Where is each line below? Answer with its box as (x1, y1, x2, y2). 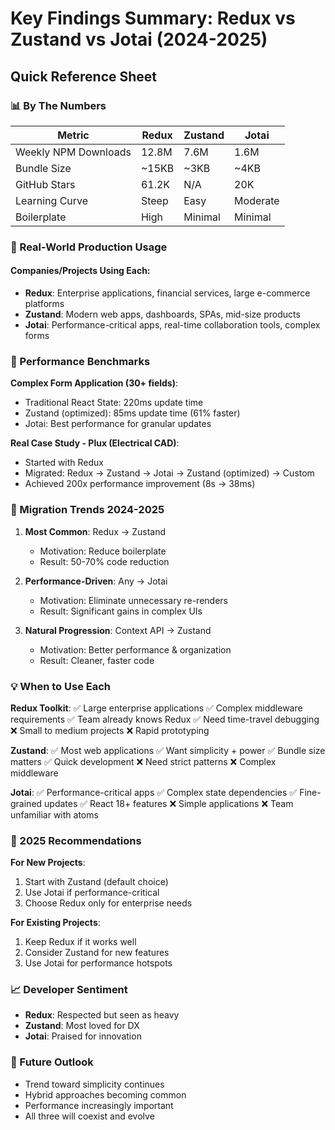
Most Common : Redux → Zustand (24, 525, 167, 537)
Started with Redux (24, 457, 104, 469)
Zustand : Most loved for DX (24, 1020, 140, 1032)
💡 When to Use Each (10, 679, 112, 693)
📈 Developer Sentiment (10, 983, 128, 997)
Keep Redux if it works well (24, 936, 137, 948)
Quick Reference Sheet (10, 68, 158, 85)
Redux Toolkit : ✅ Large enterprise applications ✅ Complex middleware (10, 702, 303, 714)
